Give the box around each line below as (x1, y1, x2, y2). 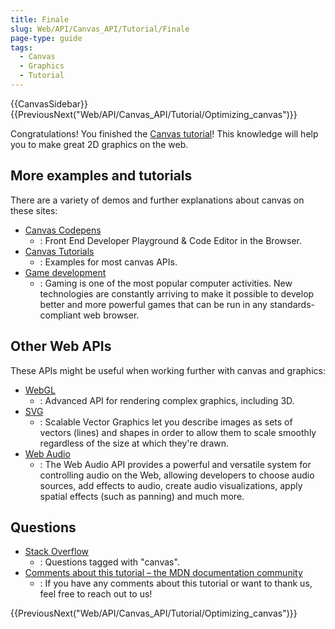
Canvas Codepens (24, 224, 102, 236)
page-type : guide (10, 33, 83, 43)
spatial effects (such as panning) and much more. (39, 490, 245, 502)
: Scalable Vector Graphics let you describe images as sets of (39, 416, 293, 428)
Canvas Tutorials (24, 245, 95, 257)
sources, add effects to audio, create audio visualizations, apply (39, 479, 303, 491)
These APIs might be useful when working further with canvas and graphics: (10, 364, 326, 376)
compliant (39, 309, 82, 321)
